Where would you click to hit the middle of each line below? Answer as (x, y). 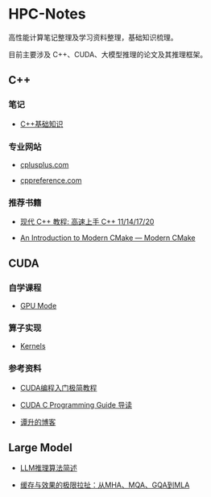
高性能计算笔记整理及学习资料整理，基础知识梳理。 (93, 37)
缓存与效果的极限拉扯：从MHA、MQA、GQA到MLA (105, 485)
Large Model (40, 447)
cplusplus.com (44, 164)
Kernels (33, 346)
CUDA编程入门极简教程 (58, 387)
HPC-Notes (47, 14)
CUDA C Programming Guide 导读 (76, 404)
